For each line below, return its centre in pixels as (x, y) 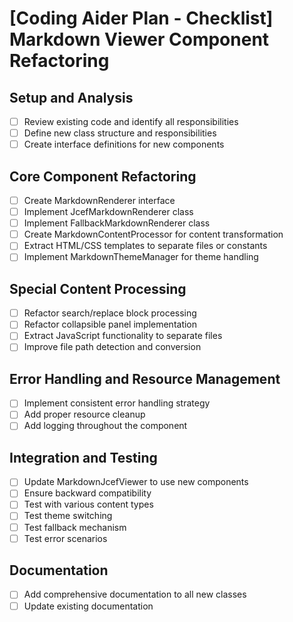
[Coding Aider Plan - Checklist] (141, 18)
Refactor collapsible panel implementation (110, 324)
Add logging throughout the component (105, 426)
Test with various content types (88, 504)
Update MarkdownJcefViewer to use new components (136, 482)
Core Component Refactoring (103, 176)
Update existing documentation (88, 606)
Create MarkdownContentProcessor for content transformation (153, 234)
